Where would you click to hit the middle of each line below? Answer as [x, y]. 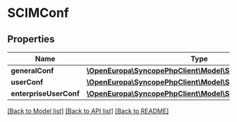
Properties [31, 39]
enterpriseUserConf [45, 93]
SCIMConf [38, 13]
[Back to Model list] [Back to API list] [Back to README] [88, 111]
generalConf [32, 71]
